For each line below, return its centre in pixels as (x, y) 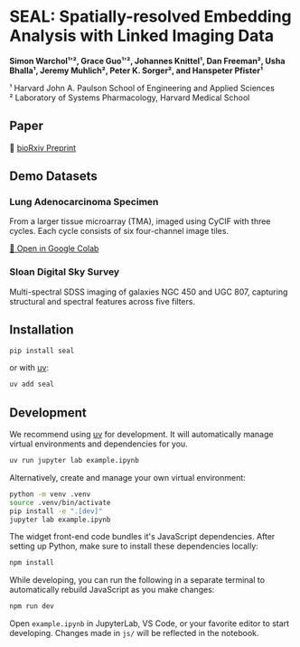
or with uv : (29, 368)
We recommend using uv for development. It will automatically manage (141, 435)
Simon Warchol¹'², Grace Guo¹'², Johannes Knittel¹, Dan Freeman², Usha (147, 61)
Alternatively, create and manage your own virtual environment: (127, 477)
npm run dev (32, 606)
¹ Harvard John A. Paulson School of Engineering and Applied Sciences (142, 88)
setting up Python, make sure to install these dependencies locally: (134, 546)
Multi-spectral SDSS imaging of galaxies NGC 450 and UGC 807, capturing (149, 292)
